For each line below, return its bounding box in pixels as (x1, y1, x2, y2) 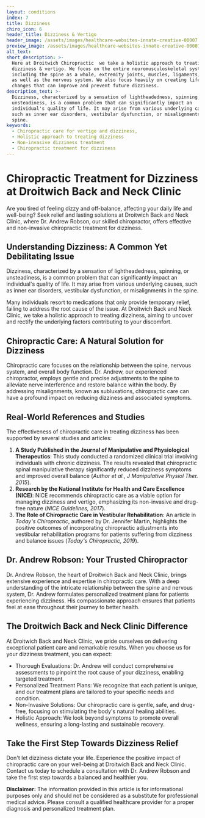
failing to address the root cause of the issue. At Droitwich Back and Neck (6, 305, 192, 313)
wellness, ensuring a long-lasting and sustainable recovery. (15, 720, 165, 728)
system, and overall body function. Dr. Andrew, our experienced (6, 368, 167, 375)
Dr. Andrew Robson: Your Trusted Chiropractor (6, 555, 188, 565)
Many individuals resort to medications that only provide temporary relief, (6, 299, 191, 306)
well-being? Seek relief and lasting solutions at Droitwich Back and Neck (6, 211, 189, 219)
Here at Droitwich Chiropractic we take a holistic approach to (12, 60, 182, 66)
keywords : (6, 123, 32, 129)
